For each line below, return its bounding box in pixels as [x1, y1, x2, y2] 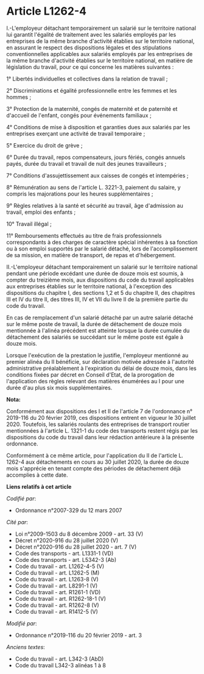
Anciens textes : [6, 643, 46, 650]
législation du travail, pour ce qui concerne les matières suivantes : [6, 63, 174, 71]
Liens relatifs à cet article [6, 483, 72, 490]
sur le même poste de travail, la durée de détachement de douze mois [6, 320, 182, 327]
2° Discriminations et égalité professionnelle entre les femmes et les [6, 87, 177, 94]
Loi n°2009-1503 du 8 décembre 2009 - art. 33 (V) [15, 530, 144, 537]
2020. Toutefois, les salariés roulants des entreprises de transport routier [6, 420, 190, 428]
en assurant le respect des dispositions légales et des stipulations [6, 44, 172, 51]
